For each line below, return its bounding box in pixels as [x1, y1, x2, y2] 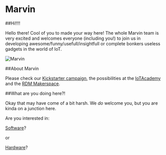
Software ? [5, 125, 27, 131]
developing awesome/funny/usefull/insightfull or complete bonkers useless [5, 40, 160, 46]
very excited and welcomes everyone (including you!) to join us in [5, 35, 141, 41]
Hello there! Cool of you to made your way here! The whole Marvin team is [5, 30, 159, 36]
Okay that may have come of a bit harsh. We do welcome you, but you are [5, 100, 158, 106]
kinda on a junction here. [5, 105, 57, 111]
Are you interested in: [5, 115, 50, 121]
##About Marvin [5, 65, 39, 71]
